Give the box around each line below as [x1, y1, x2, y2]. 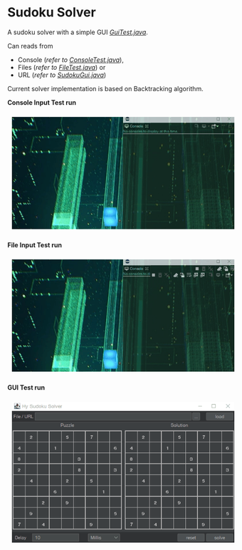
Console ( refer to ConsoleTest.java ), [17, 55, 125, 64]
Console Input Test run [7, 98, 77, 107]
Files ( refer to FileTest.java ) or [17, 63, 106, 71]
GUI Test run [7, 383, 46, 392]
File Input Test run [7, 240, 63, 249]
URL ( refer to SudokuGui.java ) [17, 71, 107, 79]
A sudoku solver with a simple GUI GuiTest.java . [7, 28, 148, 36]
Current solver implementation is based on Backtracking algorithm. [7, 84, 204, 93]
